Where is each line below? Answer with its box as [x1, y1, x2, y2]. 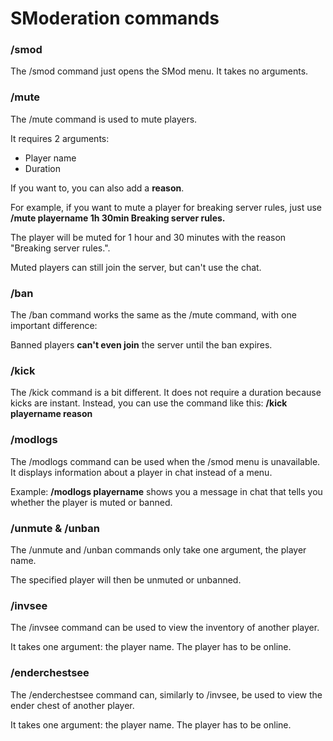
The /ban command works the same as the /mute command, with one [10, 309, 297, 321]
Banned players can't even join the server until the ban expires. [10, 339, 273, 351]
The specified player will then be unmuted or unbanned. [10, 573, 242, 586]
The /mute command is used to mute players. [10, 113, 198, 125]
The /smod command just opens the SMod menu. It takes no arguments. [10, 65, 309, 77]
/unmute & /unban [10, 521, 101, 535]
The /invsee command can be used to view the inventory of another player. [10, 622, 320, 634]
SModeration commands [10, 7, 220, 30]
